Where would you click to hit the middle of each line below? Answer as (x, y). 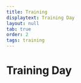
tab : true (19, 29)
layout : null (23, 23)
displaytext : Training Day (40, 18)
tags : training (26, 40)
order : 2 (17, 35)
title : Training (27, 12)
